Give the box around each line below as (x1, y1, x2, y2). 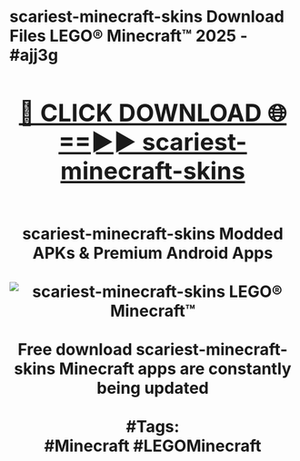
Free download (17, 338, 133, 359)
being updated (96, 378, 209, 398)
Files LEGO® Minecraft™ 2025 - (9, 25, 248, 46)
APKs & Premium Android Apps (32, 242, 274, 263)
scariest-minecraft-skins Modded (22, 223, 284, 244)
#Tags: (125, 416, 180, 436)
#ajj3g (9, 45, 59, 65)
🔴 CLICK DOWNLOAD (18, 97, 262, 128)
